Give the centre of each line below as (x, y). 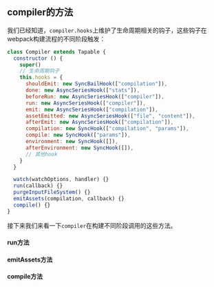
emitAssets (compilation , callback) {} (69, 199)
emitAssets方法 (30, 259)
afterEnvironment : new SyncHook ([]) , (79, 148)
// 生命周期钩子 (40, 71)
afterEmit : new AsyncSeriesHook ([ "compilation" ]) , (99, 123)
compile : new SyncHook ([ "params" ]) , (78, 135)
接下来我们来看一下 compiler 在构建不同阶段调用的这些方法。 (92, 225)
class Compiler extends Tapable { (57, 52)
